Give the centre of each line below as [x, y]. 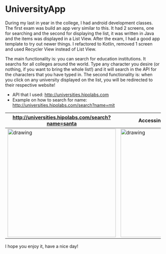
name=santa [62, 123]
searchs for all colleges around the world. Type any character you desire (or [82, 64]
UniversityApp [35, 9]
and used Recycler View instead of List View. [51, 49]
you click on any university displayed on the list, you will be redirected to [79, 80]
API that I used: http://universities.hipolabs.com [61, 95]
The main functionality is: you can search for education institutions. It [76, 58]
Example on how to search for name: [50, 100]
